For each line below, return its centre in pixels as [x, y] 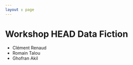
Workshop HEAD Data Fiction [66, 34]
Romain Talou [26, 53]
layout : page [20, 10]
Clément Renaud [29, 48]
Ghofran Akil [25, 58]
